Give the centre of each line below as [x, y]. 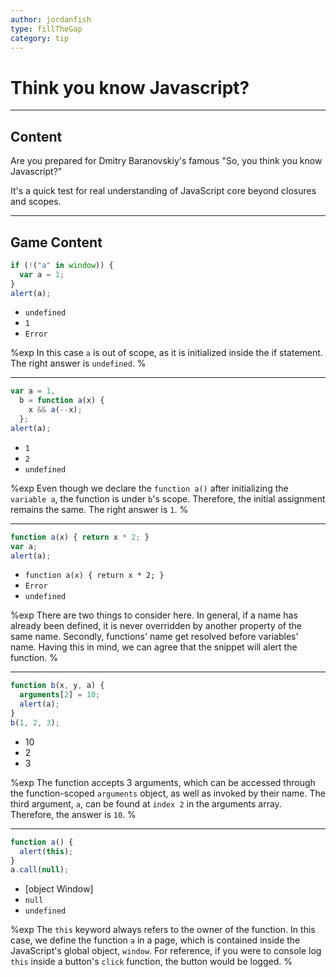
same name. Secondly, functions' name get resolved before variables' [154, 637]
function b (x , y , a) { [57, 686]
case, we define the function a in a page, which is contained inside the [155, 940]
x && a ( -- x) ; [55, 410]
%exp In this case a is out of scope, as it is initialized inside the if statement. [166, 353]
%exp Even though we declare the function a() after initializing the [149, 488]
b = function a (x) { [62, 401]
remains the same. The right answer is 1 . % [99, 509]
